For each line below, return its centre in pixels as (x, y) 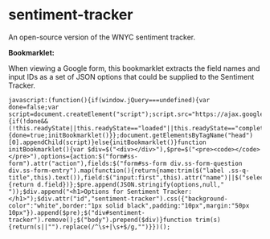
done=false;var (34, 107)
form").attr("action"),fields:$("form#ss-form (88, 163)
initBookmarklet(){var (46, 149)
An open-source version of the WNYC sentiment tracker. (102, 37)
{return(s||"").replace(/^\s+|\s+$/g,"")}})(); (90, 227)
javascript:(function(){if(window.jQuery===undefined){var (109, 100)
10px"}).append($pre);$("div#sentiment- (77, 212)
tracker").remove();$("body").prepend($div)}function (100, 220)
